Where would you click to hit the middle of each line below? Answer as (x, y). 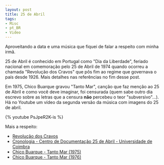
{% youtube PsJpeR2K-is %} (34, 117)
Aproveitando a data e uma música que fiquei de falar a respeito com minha (82, 47)
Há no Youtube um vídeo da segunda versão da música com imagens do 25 (82, 102)
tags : (11, 19)
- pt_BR (13, 28)
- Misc (12, 23)
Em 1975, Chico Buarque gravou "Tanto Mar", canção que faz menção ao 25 (82, 86)
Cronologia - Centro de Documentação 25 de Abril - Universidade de (82, 141)
